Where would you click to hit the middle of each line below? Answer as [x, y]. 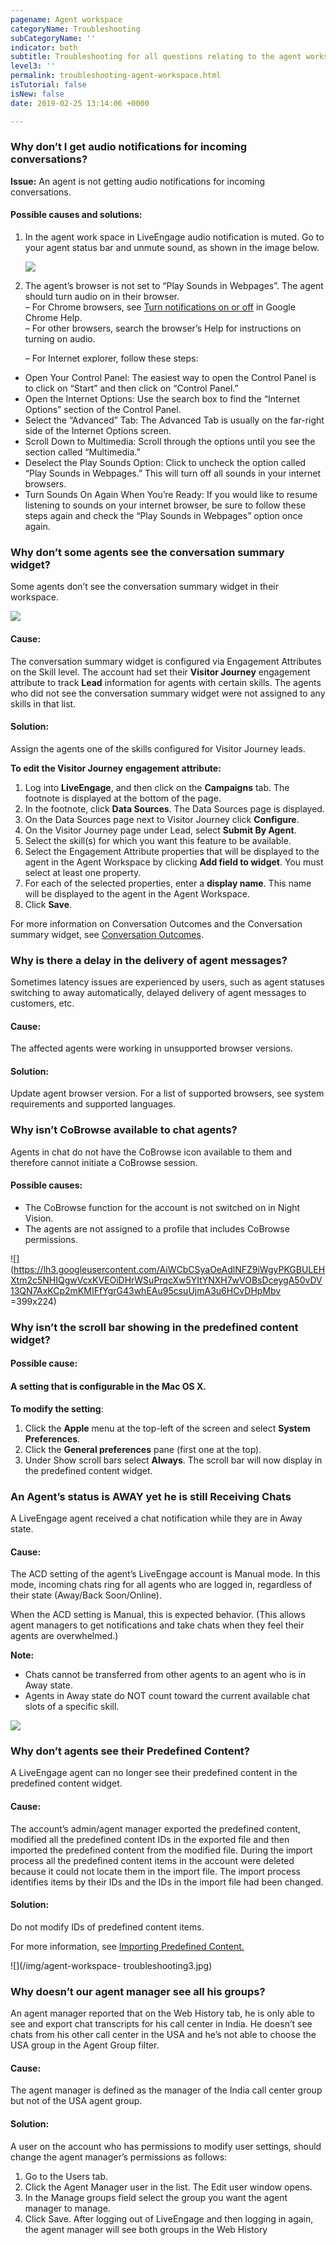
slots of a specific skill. [72, 1707]
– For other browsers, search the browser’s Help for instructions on [163, 328]
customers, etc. [42, 1003]
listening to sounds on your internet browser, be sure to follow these [165, 505]
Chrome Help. [53, 317]
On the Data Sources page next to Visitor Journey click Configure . [162, 819]
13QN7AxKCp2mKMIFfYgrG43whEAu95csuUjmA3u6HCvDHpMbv [146, 1290]
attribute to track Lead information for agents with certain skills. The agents [166, 682]
